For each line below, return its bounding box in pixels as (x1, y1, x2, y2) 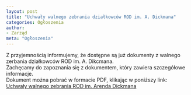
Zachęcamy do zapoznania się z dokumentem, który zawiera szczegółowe (6, 64, 186, 71)
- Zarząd (6, 30, 27, 36)
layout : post (6, 8, 38, 15)
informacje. (6, 71, 34, 77)
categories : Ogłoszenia (6, 19, 64, 25)
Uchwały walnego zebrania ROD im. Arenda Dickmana (6, 83, 137, 89)
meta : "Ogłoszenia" (6, 36, 54, 41)
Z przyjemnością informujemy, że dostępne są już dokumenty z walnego (6, 52, 181, 58)
